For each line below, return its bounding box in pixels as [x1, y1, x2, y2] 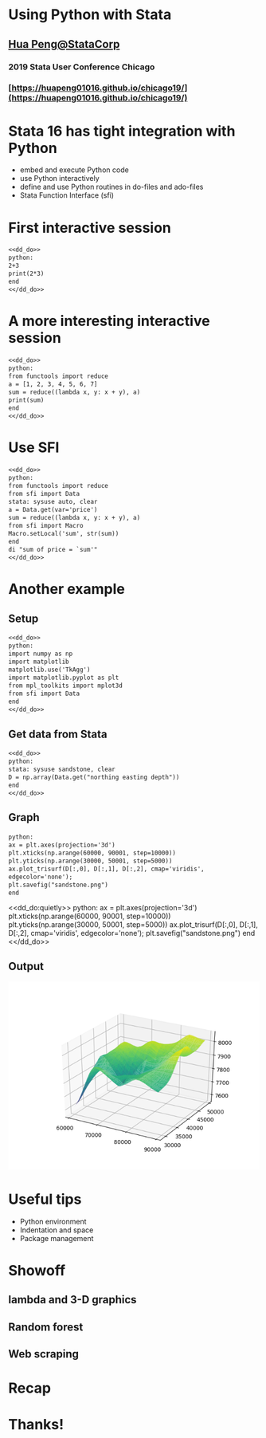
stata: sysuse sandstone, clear [8, 765, 115, 773]
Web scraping [8, 1347, 80, 1361]
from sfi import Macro [8, 522, 84, 530]
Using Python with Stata [8, 6, 172, 24]
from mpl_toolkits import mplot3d [8, 682, 123, 690]
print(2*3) [8, 269, 45, 278]
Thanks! [8, 1416, 65, 1434]
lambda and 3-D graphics [8, 1293, 137, 1306]
